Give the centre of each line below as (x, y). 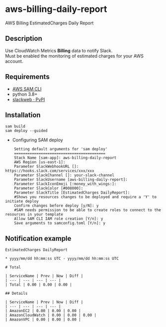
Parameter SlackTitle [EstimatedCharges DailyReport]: (72, 193)
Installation (23, 115)
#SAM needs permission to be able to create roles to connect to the (88, 210)
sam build (15, 126)
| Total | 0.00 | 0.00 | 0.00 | (39, 285)
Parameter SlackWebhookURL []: (46, 167)
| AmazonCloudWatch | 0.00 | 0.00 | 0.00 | (51, 315)
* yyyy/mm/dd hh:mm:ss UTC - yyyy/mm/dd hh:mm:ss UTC (62, 259)
